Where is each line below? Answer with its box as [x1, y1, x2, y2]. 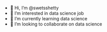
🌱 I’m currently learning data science [10, 16, 88, 21]
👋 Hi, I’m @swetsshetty [10, 5, 59, 11]
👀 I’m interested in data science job [10, 10, 84, 16]
